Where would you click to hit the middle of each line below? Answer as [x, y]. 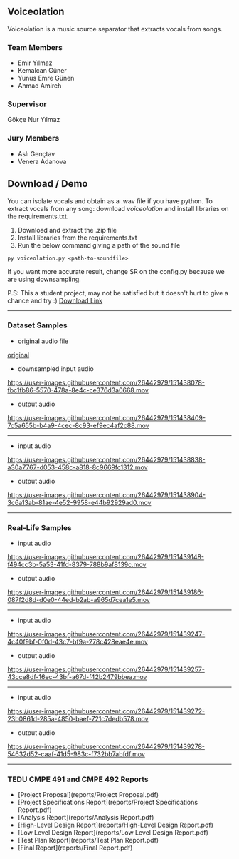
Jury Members [33, 138]
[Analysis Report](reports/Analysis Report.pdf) [86, 818]
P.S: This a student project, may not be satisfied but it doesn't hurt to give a [118, 293]
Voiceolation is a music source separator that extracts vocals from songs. [115, 29]
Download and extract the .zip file [67, 230]
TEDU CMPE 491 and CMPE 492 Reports [78, 779]
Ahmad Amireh [39, 86]
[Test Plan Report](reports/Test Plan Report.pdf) [88, 840]
